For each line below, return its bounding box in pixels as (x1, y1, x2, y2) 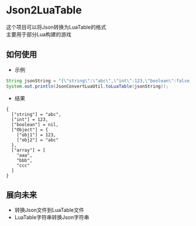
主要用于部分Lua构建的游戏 (6, 30, 72, 38)
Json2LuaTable (6, 4, 82, 17)
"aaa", (16, 152, 33, 158)
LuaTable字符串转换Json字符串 (14, 214, 90, 221)
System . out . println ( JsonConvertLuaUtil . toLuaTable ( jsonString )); (6, 83, 169, 89)
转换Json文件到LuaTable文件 (14, 207, 84, 214)
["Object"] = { (11, 127, 49, 133)
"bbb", (16, 157, 33, 164)
